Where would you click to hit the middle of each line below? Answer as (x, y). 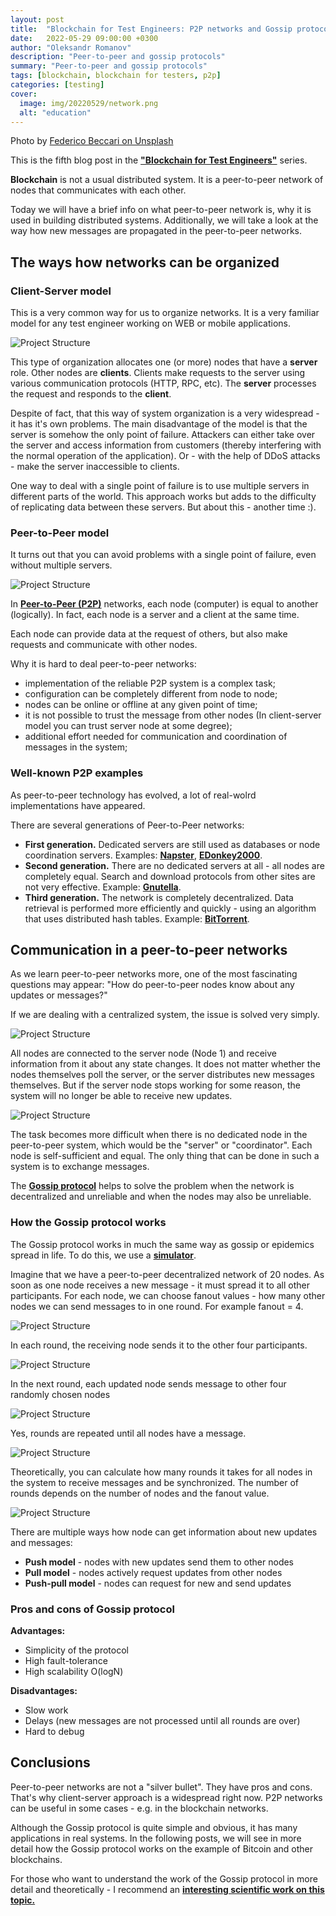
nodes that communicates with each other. (98, 190)
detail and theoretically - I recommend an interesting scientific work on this (167, 1889)
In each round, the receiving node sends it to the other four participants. (159, 1345)
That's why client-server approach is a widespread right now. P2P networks (166, 1797)
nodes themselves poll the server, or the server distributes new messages (162, 1075)
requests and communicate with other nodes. (104, 645)
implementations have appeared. (78, 805)
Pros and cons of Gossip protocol (92, 1609)
